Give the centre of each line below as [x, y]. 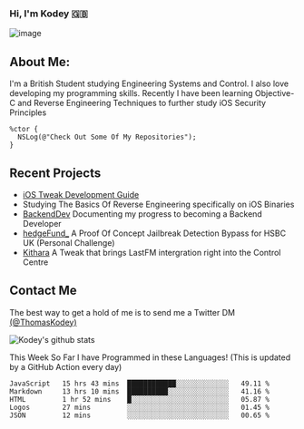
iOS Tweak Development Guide [81, 194]
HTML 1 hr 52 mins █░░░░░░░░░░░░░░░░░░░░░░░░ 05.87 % [140, 399]
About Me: [40, 62]
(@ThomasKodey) [43, 322]
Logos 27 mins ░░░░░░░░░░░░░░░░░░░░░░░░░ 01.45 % [140, 407]
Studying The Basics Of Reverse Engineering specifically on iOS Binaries [158, 204]
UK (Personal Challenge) [69, 242]
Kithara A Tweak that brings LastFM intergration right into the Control [152, 252]
